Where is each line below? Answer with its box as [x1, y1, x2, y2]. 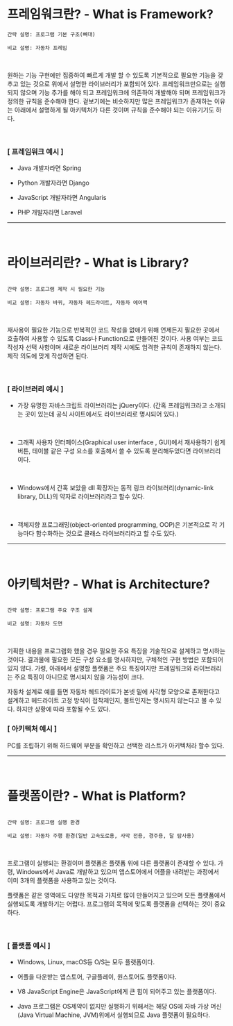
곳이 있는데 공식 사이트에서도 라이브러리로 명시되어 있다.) [24, 410, 179, 419]
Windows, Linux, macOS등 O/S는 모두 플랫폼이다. [17, 957, 155, 966]
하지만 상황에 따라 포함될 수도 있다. [16, 705, 111, 714]
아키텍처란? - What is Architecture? [7, 576, 210, 592]
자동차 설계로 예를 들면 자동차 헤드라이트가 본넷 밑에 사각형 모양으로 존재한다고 [7, 688, 221, 696]
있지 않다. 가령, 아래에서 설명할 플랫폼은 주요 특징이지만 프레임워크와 [7, 664, 192, 673]
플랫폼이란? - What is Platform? [7, 788, 187, 804]
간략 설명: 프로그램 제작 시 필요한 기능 [7, 286, 105, 293]
